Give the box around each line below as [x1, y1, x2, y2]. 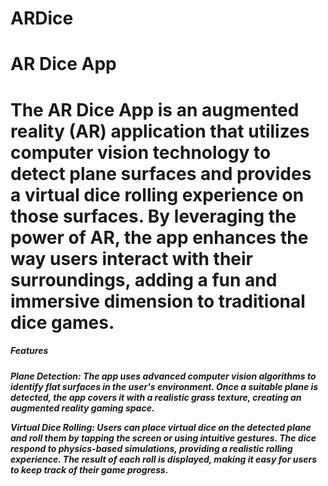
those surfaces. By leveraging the [10, 205, 297, 227]
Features [10, 345, 49, 357]
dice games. [10, 311, 115, 334]
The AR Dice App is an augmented [10, 98, 300, 121]
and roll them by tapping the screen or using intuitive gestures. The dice [10, 432, 317, 444]
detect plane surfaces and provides [10, 162, 312, 185]
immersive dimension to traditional [10, 290, 306, 312]
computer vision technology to [10, 141, 272, 164]
